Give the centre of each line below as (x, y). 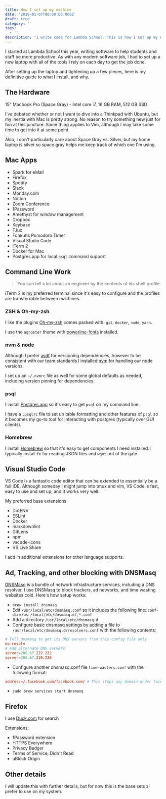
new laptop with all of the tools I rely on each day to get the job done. (76, 62)
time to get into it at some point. (38, 130)
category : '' (19, 24)
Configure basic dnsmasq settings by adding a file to (66, 625)
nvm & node (20, 345)
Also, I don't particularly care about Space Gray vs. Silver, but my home (78, 139)
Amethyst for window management (48, 214)
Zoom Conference (31, 204)
